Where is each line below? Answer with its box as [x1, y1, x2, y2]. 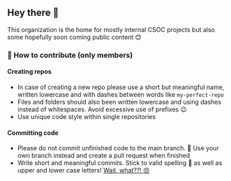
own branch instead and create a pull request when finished [17, 151, 191, 160]
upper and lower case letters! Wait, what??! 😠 [17, 166, 150, 175]
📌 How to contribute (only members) [7, 50, 133, 60]
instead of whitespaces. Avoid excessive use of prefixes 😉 [17, 105, 187, 113]
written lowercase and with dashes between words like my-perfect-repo [17, 90, 225, 98]
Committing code [7, 128, 59, 136]
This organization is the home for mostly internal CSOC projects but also [7, 25, 215, 33]
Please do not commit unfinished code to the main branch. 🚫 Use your [17, 144, 220, 152]
